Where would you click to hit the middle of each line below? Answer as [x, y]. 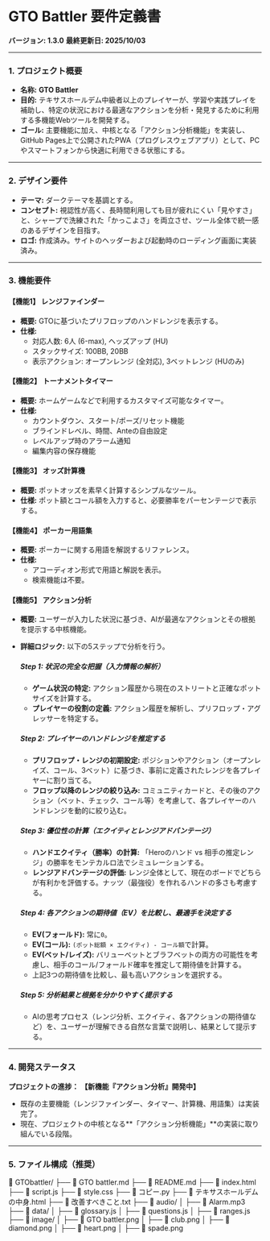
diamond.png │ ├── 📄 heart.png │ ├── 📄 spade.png [96, 1228]
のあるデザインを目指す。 [62, 230]
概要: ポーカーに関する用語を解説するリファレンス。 [107, 550]
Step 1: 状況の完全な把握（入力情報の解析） [92, 666]
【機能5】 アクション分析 [50, 600]
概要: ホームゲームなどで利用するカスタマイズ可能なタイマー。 [124, 401]
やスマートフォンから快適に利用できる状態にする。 [104, 151]
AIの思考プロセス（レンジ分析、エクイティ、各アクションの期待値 [141, 1017]
